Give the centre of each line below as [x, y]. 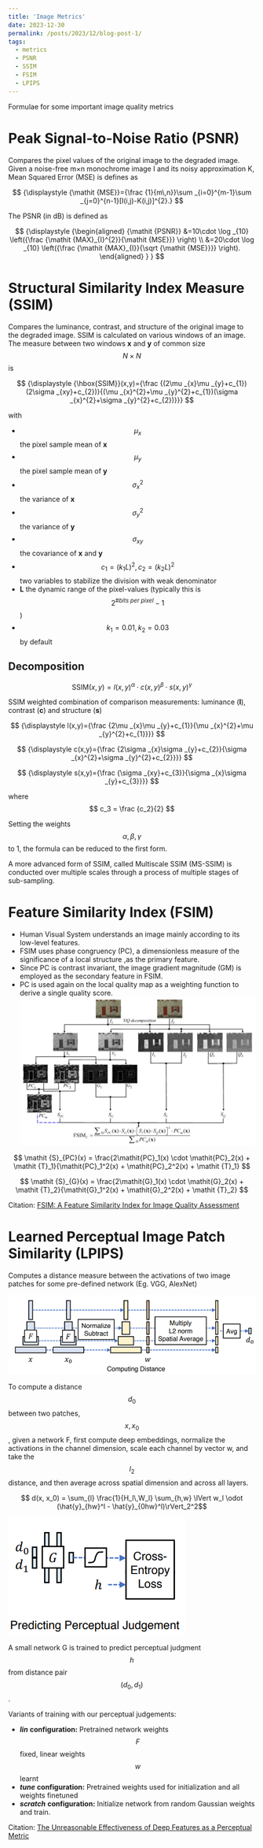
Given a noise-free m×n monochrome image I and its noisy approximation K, [131, 169]
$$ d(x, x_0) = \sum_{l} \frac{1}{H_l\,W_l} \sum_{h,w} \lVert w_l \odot [132, 1498]
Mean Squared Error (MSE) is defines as [73, 176]
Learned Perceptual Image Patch [117, 1236]
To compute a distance [45, 1387]
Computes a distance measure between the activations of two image [119, 1275]
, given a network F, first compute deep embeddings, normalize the [117, 1440]
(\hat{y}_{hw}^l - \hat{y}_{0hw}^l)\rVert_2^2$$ [132, 1507]
